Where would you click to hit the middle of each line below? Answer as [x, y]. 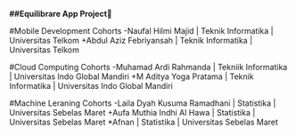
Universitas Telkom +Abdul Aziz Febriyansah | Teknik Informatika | [131, 40]
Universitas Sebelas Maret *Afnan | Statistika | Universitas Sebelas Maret [144, 122]
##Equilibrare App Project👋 [61, 14]
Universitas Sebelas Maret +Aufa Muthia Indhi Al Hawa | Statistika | [132, 112]
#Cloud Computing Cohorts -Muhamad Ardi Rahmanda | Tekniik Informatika [148, 67]
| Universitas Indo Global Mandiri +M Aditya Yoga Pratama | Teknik [132, 76]
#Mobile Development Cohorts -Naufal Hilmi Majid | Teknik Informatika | [141, 31]
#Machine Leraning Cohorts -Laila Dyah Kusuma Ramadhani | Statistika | [143, 103]
